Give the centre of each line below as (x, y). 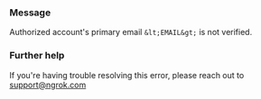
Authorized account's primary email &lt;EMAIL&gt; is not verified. (131, 32)
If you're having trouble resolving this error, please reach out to (127, 75)
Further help (37, 56)
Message (30, 13)
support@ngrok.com (48, 85)
